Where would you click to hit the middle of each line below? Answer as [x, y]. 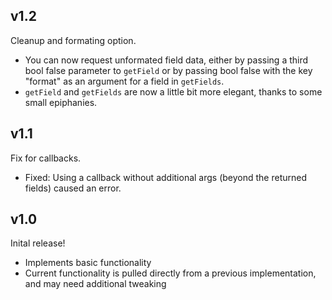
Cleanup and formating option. [73, 40]
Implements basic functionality [88, 263]
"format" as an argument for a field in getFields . [124, 81]
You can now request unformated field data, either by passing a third [166, 60]
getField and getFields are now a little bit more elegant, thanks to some [173, 91]
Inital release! [38, 243]
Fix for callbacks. [46, 158]
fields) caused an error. [73, 188]
